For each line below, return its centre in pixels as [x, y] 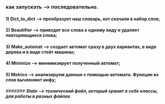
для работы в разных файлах [38, 96]
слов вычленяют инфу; [31, 80]
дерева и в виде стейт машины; [40, 52]
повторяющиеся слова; [32, 35]
